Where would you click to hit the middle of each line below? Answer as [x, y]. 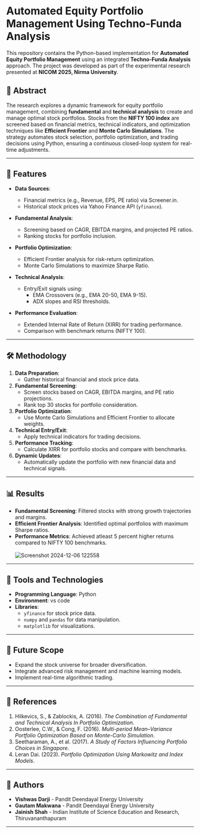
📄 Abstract [26, 91]
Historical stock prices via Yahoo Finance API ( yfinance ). [93, 206]
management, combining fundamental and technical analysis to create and [100, 111]
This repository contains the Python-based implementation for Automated [97, 53]
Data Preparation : [37, 373]
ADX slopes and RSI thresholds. [71, 301]
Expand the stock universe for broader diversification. [81, 664]
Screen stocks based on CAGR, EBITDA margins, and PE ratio [99, 392]
